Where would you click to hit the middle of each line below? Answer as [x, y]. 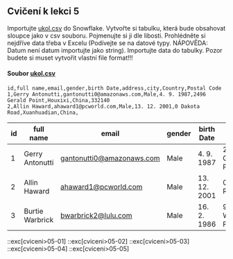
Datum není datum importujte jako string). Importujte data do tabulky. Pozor [115, 50]
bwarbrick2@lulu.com [96, 216]
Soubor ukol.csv [31, 74]
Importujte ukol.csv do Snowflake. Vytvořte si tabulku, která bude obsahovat [116, 28]
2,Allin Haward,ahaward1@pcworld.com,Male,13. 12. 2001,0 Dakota [103, 107]
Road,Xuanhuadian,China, [43, 113]
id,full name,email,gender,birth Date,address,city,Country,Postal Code [114, 89]
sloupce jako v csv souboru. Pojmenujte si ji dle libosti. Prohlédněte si [106, 35]
